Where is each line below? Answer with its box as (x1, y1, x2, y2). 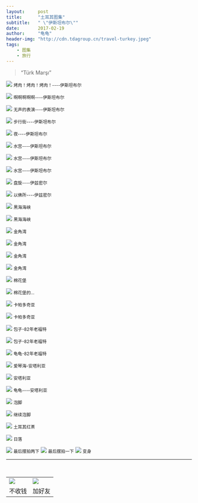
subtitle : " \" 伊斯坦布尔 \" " (6, 20, 78, 25)
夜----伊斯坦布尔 (13, 131, 48, 137)
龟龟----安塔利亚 (13, 387, 48, 394)
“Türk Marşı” (20, 69, 52, 76)
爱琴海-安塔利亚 (13, 363, 46, 369)
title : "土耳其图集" (6, 14, 65, 20)
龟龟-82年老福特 (13, 350, 47, 357)
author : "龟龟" (6, 31, 52, 37)
